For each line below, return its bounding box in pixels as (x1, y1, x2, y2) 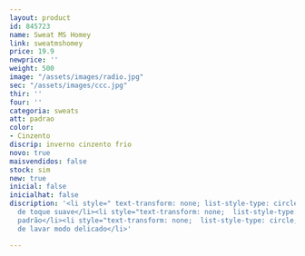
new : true (9, 173, 47, 182)
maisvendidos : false (9, 156, 88, 166)
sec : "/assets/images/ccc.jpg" (9, 81, 128, 90)
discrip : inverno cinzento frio (9, 140, 132, 149)
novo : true (9, 148, 51, 157)
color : (9, 123, 34, 133)
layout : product (9, 13, 71, 23)
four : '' (9, 97, 43, 107)
